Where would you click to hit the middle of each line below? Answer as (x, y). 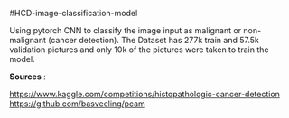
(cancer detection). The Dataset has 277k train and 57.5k (154, 40)
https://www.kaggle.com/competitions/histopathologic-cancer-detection (144, 94)
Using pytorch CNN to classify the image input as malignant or (126, 30)
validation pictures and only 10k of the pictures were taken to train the (139, 50)
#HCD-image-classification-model (74, 13)
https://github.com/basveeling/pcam (78, 104)
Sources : (28, 77)
